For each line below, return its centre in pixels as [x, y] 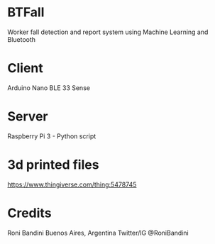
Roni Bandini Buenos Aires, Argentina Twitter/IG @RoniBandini [98, 233]
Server [28, 117]
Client [26, 68]
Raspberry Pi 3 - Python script [52, 136]
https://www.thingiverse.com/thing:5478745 [72, 184]
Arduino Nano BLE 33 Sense [49, 88]
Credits [29, 213]
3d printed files [53, 165]
